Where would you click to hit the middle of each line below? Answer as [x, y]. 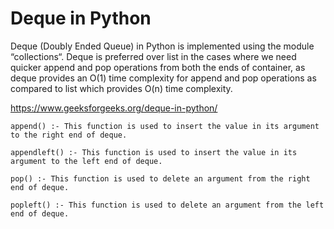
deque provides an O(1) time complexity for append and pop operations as [163, 78]
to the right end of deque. [69, 135]
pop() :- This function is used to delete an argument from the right [160, 178]
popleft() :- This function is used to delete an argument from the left [167, 205]
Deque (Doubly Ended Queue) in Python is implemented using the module [162, 46]
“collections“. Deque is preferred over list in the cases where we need [153, 56]
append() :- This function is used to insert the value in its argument [165, 126]
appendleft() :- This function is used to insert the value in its [154, 152]
